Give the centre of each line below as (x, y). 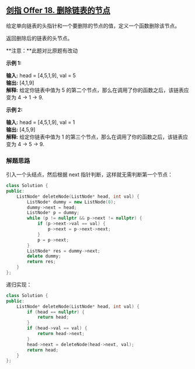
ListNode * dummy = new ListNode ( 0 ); (72, 202)
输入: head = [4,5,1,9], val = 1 (41, 122)
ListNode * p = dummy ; (53, 213)
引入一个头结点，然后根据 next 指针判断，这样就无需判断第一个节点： (90, 175)
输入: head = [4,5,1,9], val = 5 (41, 75)
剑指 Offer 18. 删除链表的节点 (58, 11)
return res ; (42, 262)
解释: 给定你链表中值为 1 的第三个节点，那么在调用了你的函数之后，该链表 (95, 137)
